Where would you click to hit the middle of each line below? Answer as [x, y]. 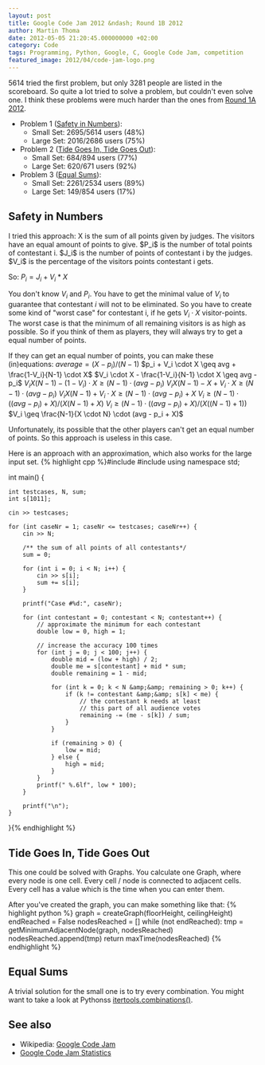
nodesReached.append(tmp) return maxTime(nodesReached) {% [115, 939]
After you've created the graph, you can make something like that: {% [123, 905]
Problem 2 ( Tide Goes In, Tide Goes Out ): [88, 149]
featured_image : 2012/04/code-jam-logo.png [82, 61]
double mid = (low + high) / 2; [104, 660]
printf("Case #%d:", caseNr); [73, 604]
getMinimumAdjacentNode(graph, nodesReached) [91, 930]
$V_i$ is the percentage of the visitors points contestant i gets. [111, 261]
